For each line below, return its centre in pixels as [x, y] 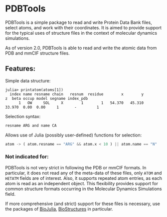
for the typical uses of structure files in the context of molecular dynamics [81, 33]
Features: [20, 69]
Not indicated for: [27, 157]
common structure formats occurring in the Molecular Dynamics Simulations [83, 189]
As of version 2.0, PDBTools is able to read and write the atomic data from [81, 48]
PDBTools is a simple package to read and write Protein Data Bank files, [79, 22]
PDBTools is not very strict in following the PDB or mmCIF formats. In [76, 167]
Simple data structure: [28, 80]
